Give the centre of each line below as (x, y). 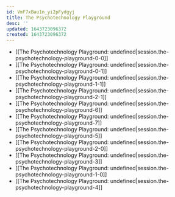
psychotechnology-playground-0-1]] (61, 71)
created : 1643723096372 (37, 35)
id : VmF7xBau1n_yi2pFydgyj (41, 12)
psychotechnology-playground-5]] (59, 136)
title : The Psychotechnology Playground (59, 18)
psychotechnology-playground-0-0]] (62, 58)
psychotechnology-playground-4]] (59, 188)
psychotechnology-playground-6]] (59, 110)
